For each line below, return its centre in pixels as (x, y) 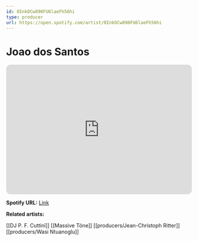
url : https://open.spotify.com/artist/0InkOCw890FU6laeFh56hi (84, 22)
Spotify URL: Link (28, 203)
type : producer (25, 17)
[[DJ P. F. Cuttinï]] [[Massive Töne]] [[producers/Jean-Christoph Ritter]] (93, 226)
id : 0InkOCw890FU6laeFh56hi (41, 11)
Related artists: (25, 214)
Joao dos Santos (48, 52)
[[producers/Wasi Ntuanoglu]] (43, 232)
